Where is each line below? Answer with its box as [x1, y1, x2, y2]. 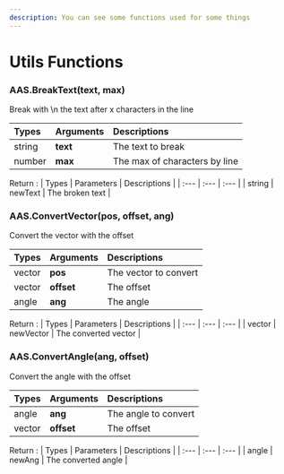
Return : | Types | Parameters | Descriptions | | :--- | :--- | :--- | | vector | [9, 319, 276, 330]
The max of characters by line [113, 155, 239, 168]
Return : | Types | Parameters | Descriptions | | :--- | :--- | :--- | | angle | [9, 444, 273, 455]
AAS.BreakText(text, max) [9, 83, 125, 96]
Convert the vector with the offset [9, 230, 134, 241]
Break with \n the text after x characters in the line [9, 104, 194, 115]
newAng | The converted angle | [9, 454, 128, 465]
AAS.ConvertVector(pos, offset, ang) [9, 210, 175, 222]
